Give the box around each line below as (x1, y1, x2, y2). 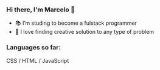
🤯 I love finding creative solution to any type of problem (15, 28, 155, 36)
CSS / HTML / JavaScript (6, 57, 69, 64)
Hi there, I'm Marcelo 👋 (6, 5, 75, 14)
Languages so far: (6, 43, 61, 52)
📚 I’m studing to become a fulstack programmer (15, 19, 137, 27)
